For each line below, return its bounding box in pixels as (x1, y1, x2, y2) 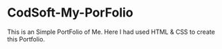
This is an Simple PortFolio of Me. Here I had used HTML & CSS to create (7, 28, 216, 36)
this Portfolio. (7, 35, 45, 43)
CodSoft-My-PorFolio (7, 5, 133, 21)
